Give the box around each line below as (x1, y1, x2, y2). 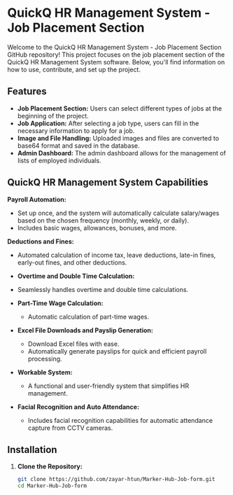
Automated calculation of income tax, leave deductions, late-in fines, (17, 251, 216, 259)
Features (7, 85, 47, 97)
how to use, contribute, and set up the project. (7, 65, 141, 74)
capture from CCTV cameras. (27, 424, 113, 432)
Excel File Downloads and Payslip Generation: (17, 326, 154, 334)
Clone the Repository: (17, 462, 83, 470)
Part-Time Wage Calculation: (17, 299, 104, 307)
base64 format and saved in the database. (17, 141, 140, 150)
